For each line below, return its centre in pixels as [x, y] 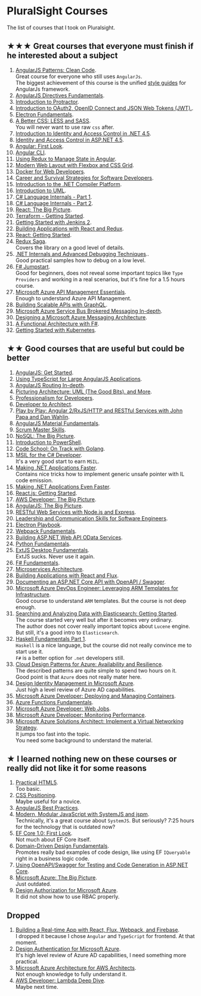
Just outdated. [33, 884]
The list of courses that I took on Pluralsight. [61, 27]
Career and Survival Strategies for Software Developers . [84, 178]
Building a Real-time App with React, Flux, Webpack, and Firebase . [97, 930]
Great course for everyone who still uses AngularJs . [79, 76]
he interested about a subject [62, 56]
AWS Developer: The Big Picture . [56, 499]
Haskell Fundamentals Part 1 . [51, 639]
